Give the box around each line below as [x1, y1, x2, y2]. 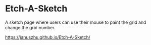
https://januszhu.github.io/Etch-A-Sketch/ [5, 34, 91, 40]
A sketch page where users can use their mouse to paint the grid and [5, 19, 146, 25]
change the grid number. [5, 24, 55, 30]
